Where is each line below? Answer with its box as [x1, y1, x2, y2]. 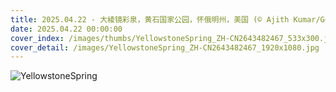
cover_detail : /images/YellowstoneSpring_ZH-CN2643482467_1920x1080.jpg [10, 42, 320, 53]
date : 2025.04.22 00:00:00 [10, 24, 123, 34]
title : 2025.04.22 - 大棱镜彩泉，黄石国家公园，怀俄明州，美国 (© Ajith [10, 14, 290, 25]
